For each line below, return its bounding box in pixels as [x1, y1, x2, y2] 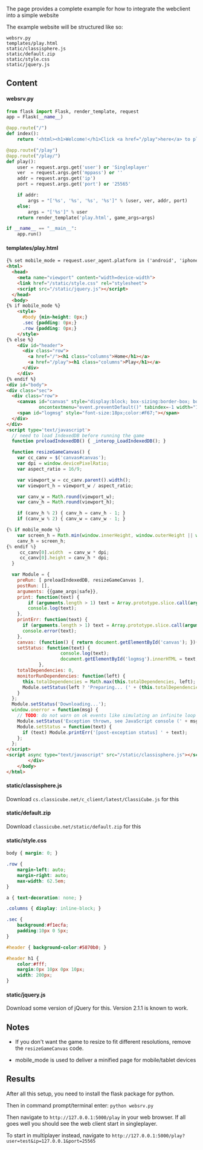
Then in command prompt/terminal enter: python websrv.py [6, 1101, 154, 1109]
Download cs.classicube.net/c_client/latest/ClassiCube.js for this [6, 795, 179, 802]
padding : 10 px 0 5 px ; [17, 928, 69, 934]
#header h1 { [6, 955, 39, 961]
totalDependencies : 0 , [17, 667, 74, 674]
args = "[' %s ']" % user [28, 209, 88, 215]
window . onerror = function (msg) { [11, 707, 98, 713]
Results [6, 1074, 36, 1084]
